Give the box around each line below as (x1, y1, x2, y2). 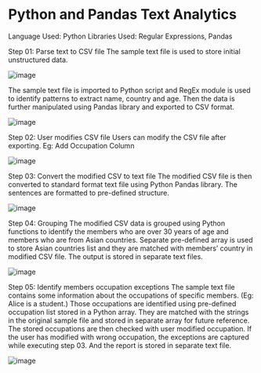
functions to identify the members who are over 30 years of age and (8, 226, 229, 236)
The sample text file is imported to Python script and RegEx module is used (8, 85, 251, 95)
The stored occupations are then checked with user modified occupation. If (8, 324, 252, 333)
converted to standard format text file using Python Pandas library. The (8, 179, 237, 189)
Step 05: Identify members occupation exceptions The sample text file (8, 282, 235, 291)
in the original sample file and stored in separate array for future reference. (8, 316, 250, 325)
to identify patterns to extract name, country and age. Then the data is (8, 93, 235, 103)
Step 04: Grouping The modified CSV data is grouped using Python (8, 218, 226, 228)
